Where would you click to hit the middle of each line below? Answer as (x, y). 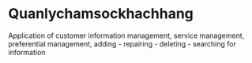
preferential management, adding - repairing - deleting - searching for (122, 43)
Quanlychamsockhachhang (101, 14)
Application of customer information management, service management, (126, 35)
